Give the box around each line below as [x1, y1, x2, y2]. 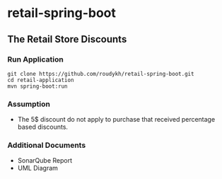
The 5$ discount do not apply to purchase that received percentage [17, 115, 216, 124]
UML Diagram [17, 164, 59, 173]
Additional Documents [7, 140, 86, 150]
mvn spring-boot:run [7, 83, 69, 90]
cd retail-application [7, 76, 74, 83]
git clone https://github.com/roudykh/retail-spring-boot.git [7, 70, 194, 77]
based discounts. [17, 122, 69, 132]
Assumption [7, 99, 51, 109]
